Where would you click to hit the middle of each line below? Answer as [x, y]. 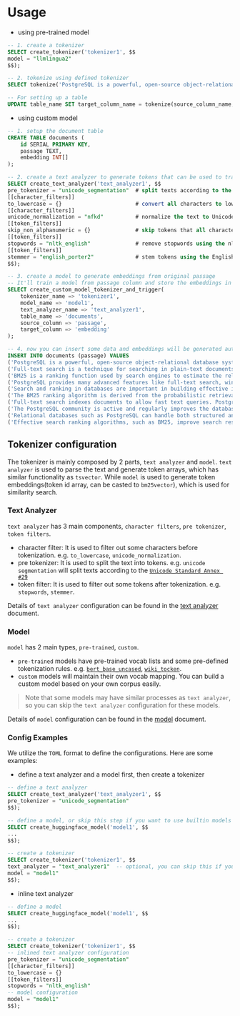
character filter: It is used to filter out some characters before [108, 547]
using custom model [48, 118]
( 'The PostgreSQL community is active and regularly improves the [108, 409]
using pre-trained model [53, 32]
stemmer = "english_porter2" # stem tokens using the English [121, 257]
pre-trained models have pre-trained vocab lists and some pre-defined [123, 661]
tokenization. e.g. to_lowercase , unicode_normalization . [100, 555]
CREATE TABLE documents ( [46, 138]
